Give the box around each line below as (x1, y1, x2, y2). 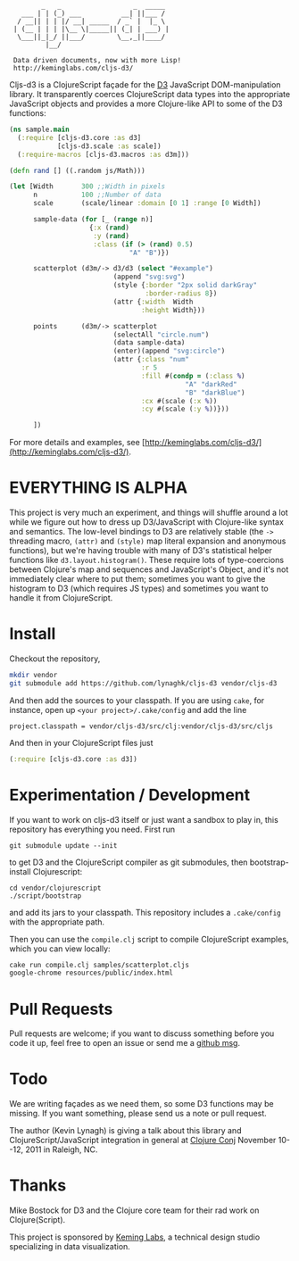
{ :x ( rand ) (88, 223, 129, 232)
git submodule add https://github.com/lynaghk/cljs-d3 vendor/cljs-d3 (9, 678, 278, 688)
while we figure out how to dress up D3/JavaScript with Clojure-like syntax (9, 517, 284, 527)
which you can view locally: (9, 943, 111, 954)
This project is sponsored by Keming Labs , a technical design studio (9, 1232, 261, 1242)
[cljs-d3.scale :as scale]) (56, 141, 162, 151)
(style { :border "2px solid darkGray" (112, 281, 257, 290)
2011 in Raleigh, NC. (25, 1144, 98, 1155)
